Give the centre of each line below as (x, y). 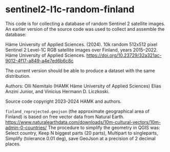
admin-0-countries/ (26, 127)
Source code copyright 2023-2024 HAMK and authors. (63, 101)
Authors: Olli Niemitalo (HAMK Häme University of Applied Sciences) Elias (83, 86)
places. (13, 144)
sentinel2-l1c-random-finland (70, 9)
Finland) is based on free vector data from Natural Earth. (65, 117)
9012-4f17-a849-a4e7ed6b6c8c (39, 60)
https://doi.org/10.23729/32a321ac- (124, 55)
